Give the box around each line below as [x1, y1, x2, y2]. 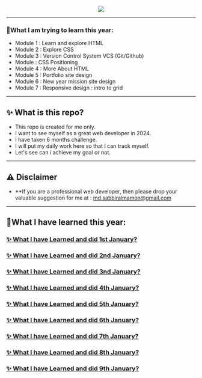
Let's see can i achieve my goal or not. [14, 149, 111, 156]
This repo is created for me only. [14, 123, 96, 130]
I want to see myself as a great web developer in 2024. [14, 130, 151, 137]
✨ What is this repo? [6, 107, 84, 117]
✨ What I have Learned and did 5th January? [6, 299, 139, 308]
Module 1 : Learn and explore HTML [14, 40, 104, 47]
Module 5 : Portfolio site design [14, 72, 93, 79]
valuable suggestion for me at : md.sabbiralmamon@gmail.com [14, 194, 172, 201]
